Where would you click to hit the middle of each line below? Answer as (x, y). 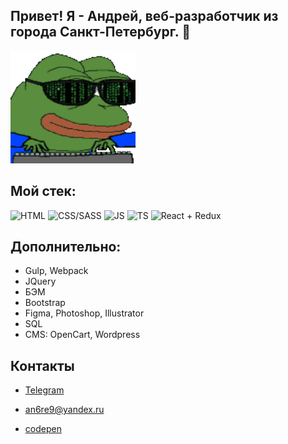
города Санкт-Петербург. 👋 (100, 32)
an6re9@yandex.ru (64, 410)
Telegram (44, 390)
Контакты (42, 365)
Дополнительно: (66, 247)
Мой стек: (43, 191)
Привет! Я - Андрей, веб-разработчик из (144, 16)
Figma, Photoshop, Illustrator (84, 313)
